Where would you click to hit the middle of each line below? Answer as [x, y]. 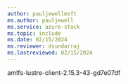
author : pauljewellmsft [42, 14]
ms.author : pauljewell [40, 20]
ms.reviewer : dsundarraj [44, 46]
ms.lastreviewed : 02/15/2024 [50, 53]
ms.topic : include [34, 33]
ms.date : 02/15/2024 [38, 40]
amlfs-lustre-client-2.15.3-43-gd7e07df [64, 72]
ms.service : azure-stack [44, 27]
